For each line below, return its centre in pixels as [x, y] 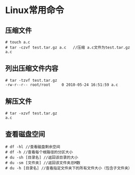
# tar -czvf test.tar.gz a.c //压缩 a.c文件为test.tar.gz [67, 48]
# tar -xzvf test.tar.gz [31, 113]
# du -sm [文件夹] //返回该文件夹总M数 [43, 163]
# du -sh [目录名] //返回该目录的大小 [42, 158]
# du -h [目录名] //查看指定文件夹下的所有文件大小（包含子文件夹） [69, 168]
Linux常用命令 [35, 10]
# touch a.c [18, 42]
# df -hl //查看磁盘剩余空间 [33, 147]
